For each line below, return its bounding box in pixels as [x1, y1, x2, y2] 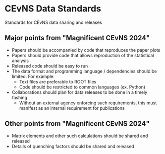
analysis [11, 58, 29, 64]
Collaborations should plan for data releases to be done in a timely [11, 89, 148, 95]
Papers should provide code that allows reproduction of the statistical [11, 52, 154, 58]
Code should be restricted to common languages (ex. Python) [19, 84, 146, 90]
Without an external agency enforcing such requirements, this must [19, 100, 157, 106]
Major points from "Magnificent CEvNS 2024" [4, 34, 150, 42]
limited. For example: [11, 73, 55, 79]
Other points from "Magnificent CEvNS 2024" [4, 120, 150, 128]
